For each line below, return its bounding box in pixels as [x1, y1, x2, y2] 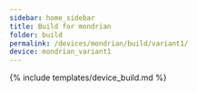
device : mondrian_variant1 [9, 47, 112, 56]
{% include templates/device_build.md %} [9, 72, 167, 83]
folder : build [9, 30, 64, 39]
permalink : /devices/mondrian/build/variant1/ [9, 38, 189, 48]
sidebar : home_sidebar [9, 13, 95, 23]
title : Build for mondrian [9, 22, 112, 31]
